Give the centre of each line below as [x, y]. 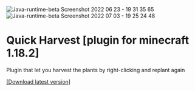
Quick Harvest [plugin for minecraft [98, 40]
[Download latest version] [39, 81]
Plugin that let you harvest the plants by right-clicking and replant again [96, 70]
